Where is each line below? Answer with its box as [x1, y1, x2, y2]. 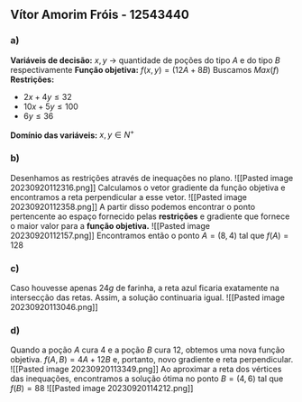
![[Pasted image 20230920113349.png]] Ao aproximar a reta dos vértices [10, 364, 282, 375]
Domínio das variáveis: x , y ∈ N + [10, 128, 135, 141]
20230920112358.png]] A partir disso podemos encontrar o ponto [10, 201, 256, 212]
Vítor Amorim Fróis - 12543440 [10, 7, 190, 23]
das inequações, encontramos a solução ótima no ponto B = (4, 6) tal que [10, 373, 284, 384]
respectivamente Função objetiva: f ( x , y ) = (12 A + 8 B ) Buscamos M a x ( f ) [10, 64, 279, 75]
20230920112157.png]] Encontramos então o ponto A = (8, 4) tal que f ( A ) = [10, 230, 289, 241]
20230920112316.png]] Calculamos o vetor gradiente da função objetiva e [10, 182, 286, 193]
